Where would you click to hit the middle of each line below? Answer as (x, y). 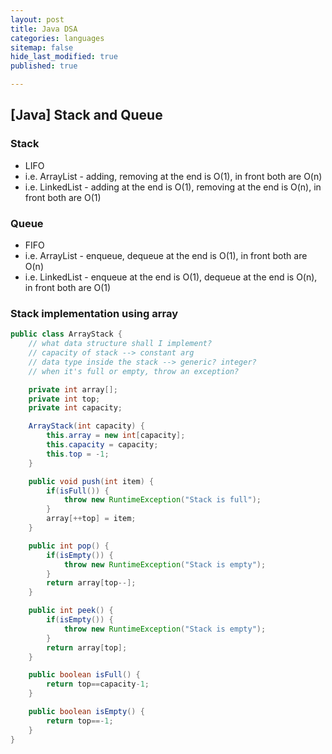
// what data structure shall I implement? (120, 344)
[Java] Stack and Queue (86, 115)
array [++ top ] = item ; (91, 519)
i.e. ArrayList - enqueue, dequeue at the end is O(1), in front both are (166, 255)
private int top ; (64, 399)
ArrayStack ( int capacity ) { (86, 426)
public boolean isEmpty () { (86, 712)
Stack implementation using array (94, 313)
